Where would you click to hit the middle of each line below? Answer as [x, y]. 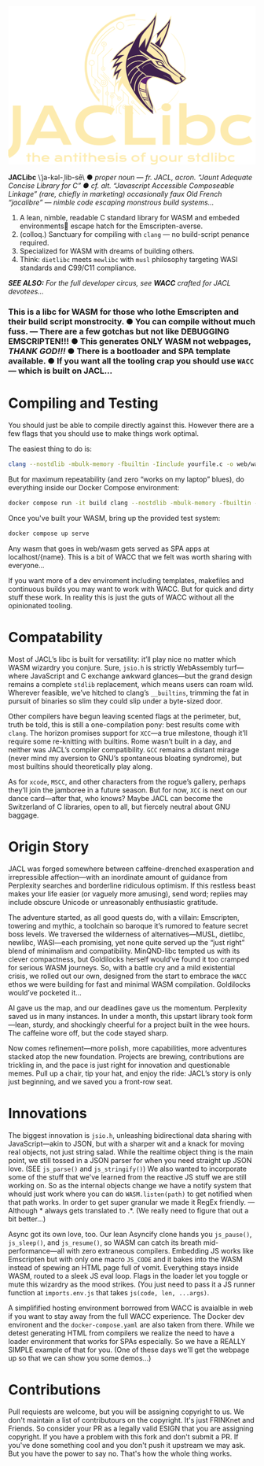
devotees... [26, 292]
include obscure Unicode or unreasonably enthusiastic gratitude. [113, 902]
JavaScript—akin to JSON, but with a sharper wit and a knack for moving [126, 1143]
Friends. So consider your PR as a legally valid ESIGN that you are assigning [131, 1428]
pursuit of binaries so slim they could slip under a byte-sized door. [115, 701]
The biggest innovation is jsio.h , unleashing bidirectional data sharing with [130, 1135]
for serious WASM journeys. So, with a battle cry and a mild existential [122, 967]
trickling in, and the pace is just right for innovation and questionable [119, 1065]
